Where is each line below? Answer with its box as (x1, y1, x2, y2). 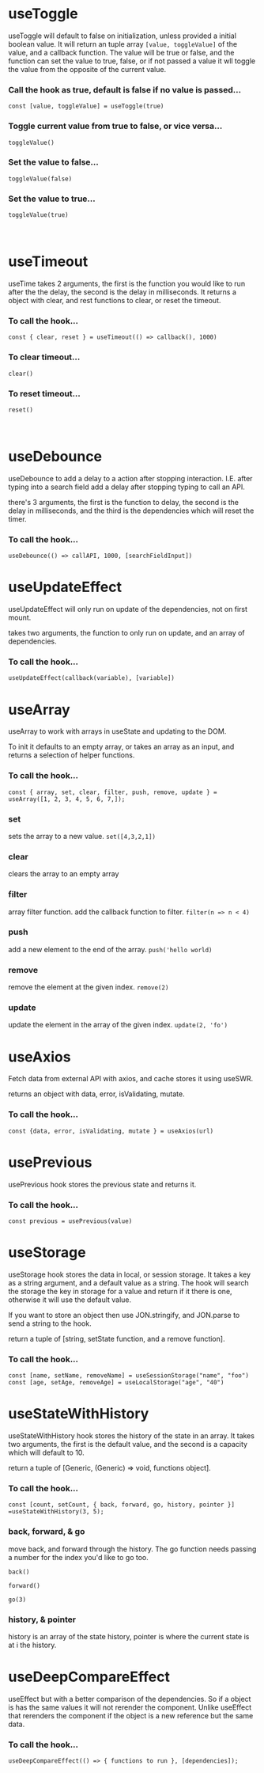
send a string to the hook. (8, 1319, 92, 1328)
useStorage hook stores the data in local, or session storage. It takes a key (8, 1270, 251, 1279)
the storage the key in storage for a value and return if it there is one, (8, 1286, 232, 1296)
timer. (8, 514, 27, 523)
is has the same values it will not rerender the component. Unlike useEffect (8, 1703, 252, 1712)
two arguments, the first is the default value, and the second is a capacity (8, 1440, 247, 1449)
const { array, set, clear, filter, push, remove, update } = (8, 788, 217, 796)
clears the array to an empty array (8, 869, 119, 879)
